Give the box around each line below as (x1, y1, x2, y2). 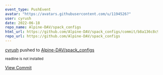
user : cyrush (5, 16, 32, 21)
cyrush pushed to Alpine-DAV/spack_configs (5, 47, 95, 53)
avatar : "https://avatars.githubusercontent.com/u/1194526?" (5, 12, 131, 16)
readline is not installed (5, 56, 44, 61)
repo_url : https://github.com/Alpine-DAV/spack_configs (5, 34, 120, 39)
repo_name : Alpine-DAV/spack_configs (5, 25, 81, 30)
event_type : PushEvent (5, 7, 51, 12)
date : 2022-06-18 (5, 20, 40, 25)
